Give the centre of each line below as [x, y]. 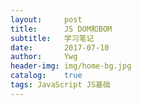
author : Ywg [44, 57]
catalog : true [46, 76]
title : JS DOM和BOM [61, 29]
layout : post [46, 19]
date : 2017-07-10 [60, 47]
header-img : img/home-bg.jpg [71, 66]
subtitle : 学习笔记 [52, 38]
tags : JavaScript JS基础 [60, 85]
